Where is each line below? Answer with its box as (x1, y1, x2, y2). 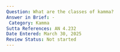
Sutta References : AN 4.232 (6, 25, 77, 32)
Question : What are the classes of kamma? (6, 8, 114, 15)
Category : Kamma (8, 20, 50, 26)
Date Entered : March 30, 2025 (6, 31, 82, 37)
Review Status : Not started (6, 36, 77, 42)
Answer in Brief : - (6, 14, 55, 20)
